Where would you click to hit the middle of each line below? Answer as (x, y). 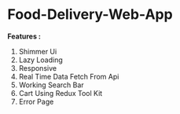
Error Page (36, 101)
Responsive (37, 68)
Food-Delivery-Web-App (90, 15)
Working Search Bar (51, 85)
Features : (24, 36)
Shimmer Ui (38, 51)
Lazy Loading (41, 60)
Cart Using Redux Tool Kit (61, 93)
